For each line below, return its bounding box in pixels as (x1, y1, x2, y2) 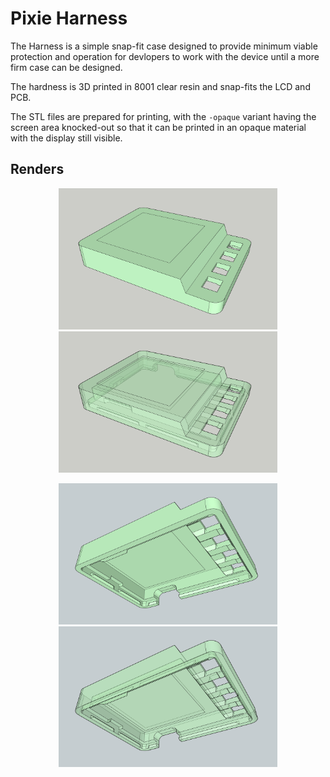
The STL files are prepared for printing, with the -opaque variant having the (10, 110, 317, 122)
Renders (10, 161, 65, 178)
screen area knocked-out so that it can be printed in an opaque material (10, 121, 307, 133)
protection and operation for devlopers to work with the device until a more (10, 50, 320, 62)
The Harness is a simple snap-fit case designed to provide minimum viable (10, 40, 318, 52)
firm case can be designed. (10, 61, 123, 73)
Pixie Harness (10, 7, 128, 30)
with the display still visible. (10, 132, 123, 144)
